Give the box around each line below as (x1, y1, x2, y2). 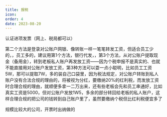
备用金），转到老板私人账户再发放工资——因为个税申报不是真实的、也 (13, 58, 156, 65)
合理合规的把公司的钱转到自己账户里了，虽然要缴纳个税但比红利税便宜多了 (9, 96, 163, 102)
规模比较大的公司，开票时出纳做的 (5, 107, 75, 113)
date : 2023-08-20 (5, 21, 41, 26)
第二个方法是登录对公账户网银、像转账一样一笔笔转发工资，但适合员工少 (5, 46, 154, 52)
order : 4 (5, 16, 23, 21)
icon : (5, 12, 16, 17)
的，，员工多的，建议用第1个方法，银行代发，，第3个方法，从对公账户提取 (5, 52, 154, 58)
